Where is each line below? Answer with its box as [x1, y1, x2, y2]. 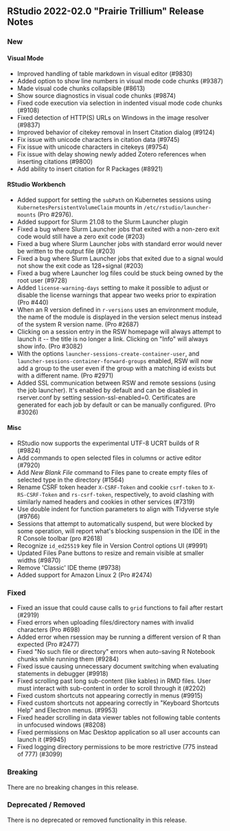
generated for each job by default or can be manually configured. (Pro [16, 400, 216, 409]
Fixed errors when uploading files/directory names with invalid [16, 618, 194, 626]
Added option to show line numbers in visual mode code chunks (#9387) [16, 76, 224, 85]
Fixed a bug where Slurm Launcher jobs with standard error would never [16, 239, 222, 247]
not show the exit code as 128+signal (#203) [16, 261, 143, 269]
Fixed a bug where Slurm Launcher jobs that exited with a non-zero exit [16, 225, 220, 233]
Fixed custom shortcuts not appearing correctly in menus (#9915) [16, 692, 203, 700]
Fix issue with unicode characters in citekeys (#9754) [16, 143, 169, 151]
